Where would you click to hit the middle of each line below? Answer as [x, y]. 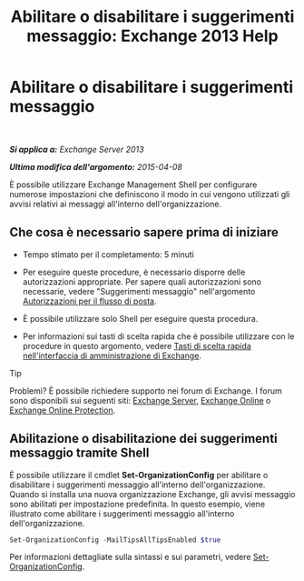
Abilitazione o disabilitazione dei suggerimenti [144, 439]
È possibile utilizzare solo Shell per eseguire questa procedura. [140, 318]
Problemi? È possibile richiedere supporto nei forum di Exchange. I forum [146, 391]
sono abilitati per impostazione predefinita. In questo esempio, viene [137, 504]
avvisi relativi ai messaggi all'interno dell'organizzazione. [116, 204]
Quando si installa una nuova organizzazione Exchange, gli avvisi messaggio [152, 494]
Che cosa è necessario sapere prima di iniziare [144, 232]
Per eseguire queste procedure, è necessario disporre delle [134, 272]
